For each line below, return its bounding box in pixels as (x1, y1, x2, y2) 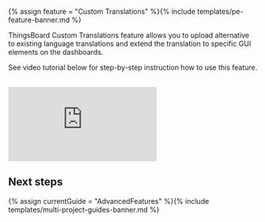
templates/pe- (197, 7, 244, 16)
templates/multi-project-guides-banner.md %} (8, 205, 160, 214)
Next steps (8, 175, 63, 189)
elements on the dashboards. (8, 48, 104, 56)
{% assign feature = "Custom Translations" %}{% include (8, 7, 196, 16)
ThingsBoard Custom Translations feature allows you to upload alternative (8, 31, 250, 40)
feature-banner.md (8, 15, 70, 25)
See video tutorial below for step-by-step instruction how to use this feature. (8, 63, 258, 72)
